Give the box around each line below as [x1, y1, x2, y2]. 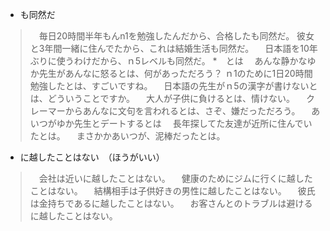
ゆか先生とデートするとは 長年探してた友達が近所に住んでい [56, 118, 313, 129]
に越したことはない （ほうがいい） [19, 151, 165, 163]
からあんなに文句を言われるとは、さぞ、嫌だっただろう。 [64, 105, 301, 117]
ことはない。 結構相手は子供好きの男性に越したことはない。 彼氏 [29, 185, 316, 197]
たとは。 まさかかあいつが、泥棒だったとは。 [29, 130, 226, 142]
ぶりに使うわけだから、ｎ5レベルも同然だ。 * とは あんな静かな [29, 55, 308, 67]
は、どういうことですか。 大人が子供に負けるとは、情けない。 [29, 93, 296, 104]
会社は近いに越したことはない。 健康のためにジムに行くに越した [38, 173, 313, 184]
